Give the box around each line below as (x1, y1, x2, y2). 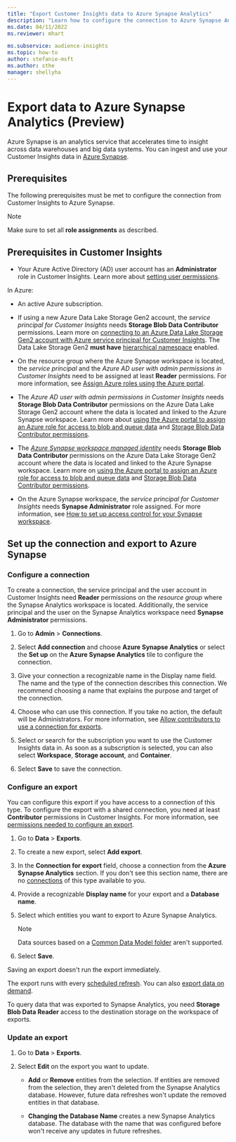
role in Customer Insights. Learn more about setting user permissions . (17, 272, 220, 281)
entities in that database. (27, 1098, 100, 1107)
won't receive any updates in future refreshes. (27, 1127, 162, 1136)
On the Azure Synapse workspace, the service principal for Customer (17, 495, 219, 503)
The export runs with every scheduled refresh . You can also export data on (7, 979, 225, 988)
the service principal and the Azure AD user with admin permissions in (17, 364, 222, 373)
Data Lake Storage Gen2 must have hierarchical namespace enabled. (17, 343, 219, 352)
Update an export (7, 1033, 68, 1043)
